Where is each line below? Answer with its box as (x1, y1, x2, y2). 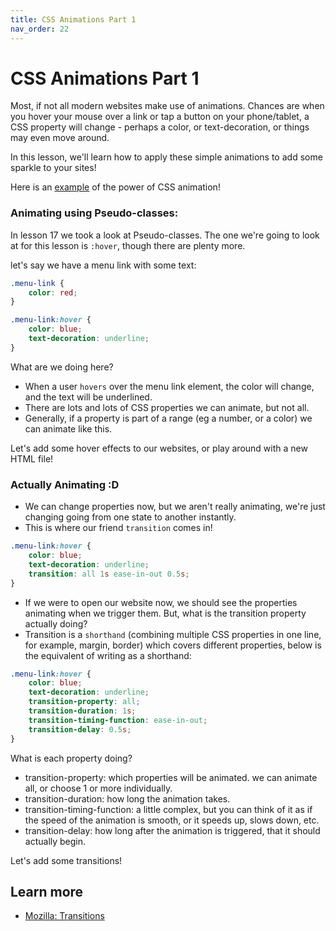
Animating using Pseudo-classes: (10, 206, 179, 220)
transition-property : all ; (28, 697, 141, 707)
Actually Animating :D (10, 477, 120, 491)
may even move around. (10, 132, 110, 144)
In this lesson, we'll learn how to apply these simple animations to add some (10, 151, 323, 163)
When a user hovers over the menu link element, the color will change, (24, 380, 315, 392)
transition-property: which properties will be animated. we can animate (24, 771, 318, 783)
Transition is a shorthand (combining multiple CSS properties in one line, (24, 628, 322, 640)
